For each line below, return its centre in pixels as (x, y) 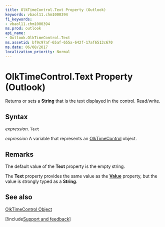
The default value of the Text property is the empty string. (65, 166)
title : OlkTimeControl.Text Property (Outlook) (56, 10)
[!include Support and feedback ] (38, 219)
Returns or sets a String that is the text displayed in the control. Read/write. (83, 101)
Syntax (16, 117)
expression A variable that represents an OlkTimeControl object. (71, 139)
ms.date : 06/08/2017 (27, 47)
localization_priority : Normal (38, 52)
